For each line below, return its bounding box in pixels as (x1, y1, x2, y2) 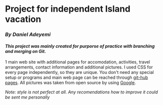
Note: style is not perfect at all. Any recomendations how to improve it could (5, 89, 158, 95)
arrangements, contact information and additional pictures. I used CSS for (5, 64, 153, 70)
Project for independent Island (5, 3, 130, 15)
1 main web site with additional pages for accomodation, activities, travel (5, 59, 150, 65)
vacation (5, 14, 41, 25)
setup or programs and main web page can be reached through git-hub (5, 74, 148, 81)
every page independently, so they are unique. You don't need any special (5, 70, 154, 75)
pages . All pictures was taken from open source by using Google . (5, 80, 136, 86)
